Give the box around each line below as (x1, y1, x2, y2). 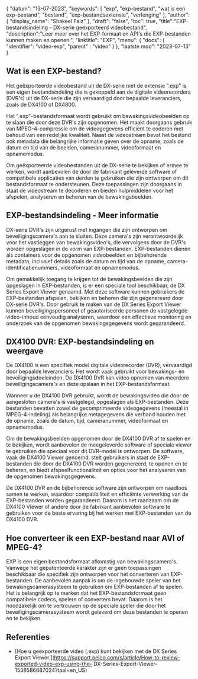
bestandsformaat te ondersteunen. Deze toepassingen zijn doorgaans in (6, 180, 182, 187)
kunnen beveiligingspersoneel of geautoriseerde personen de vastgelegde (6, 307, 188, 314)
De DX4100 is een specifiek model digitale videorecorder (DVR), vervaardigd (6, 362, 193, 369)
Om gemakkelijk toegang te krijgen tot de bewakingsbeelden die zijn (6, 275, 173, 282)
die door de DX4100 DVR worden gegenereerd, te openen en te (33, 460, 187, 467)
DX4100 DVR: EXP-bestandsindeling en (6, 337, 154, 347)
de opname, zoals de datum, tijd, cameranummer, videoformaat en (6, 417, 168, 425)
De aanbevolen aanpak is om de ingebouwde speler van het (34, 577, 181, 584)
